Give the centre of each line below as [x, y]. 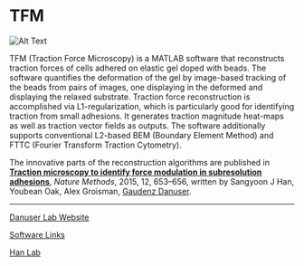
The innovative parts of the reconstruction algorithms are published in [139, 162]
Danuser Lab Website [49, 217]
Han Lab [25, 252]
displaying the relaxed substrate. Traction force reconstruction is [130, 97]
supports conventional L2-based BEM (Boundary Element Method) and [142, 135]
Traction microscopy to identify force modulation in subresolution [136, 172]
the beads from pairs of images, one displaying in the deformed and [136, 87]
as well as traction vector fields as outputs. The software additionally [138, 125]
